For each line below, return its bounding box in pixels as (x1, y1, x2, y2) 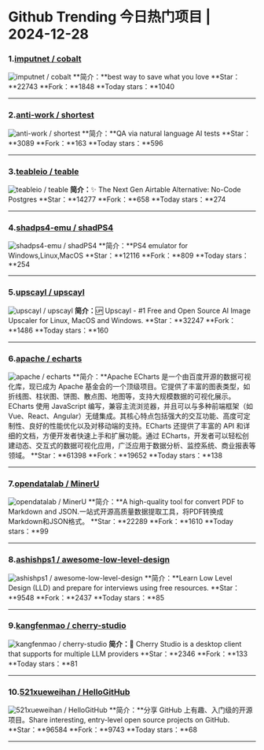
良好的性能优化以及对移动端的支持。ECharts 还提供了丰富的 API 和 (28, 421, 244, 430)
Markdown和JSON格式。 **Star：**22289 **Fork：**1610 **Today (8, 517, 233, 526)
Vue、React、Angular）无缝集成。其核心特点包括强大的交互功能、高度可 (8, 411, 244, 421)
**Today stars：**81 (8, 659, 78, 668)
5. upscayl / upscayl (8, 287, 85, 298)
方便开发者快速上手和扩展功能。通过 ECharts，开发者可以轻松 (42, 431, 243, 440)
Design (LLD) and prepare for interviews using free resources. (8, 583, 210, 592)
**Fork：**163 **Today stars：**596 (35, 138, 163, 147)
